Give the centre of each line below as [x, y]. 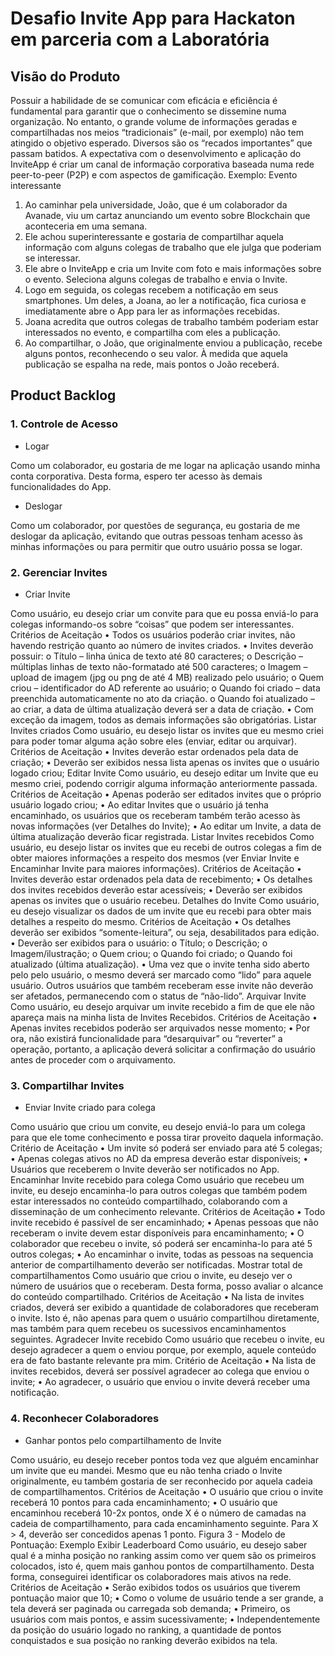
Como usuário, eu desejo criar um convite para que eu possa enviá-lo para [164, 613]
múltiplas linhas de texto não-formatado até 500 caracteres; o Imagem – [159, 666]
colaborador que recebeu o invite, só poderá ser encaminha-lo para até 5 [161, 1244]
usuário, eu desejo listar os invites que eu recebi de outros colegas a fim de [166, 847]
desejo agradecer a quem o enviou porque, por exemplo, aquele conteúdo [163, 1350]
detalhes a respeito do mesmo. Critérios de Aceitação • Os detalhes [151, 921]
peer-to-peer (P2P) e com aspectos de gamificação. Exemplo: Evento [154, 175]
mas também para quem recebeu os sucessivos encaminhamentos [148, 1329]
